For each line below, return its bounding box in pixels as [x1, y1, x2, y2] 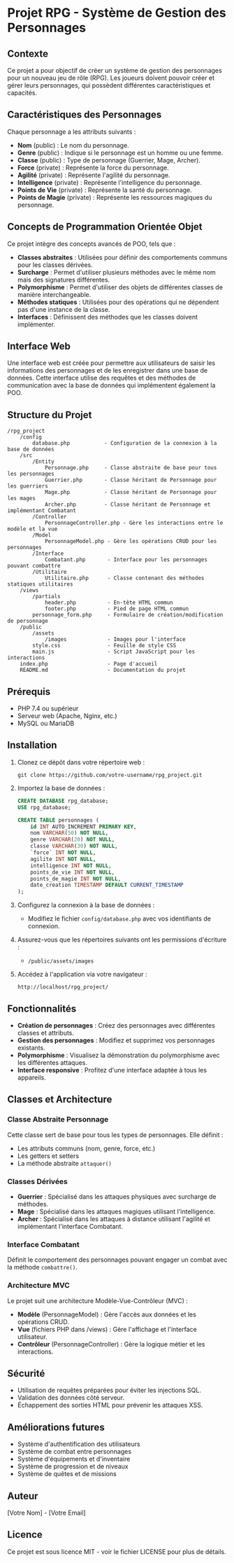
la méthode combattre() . [7, 1263, 78, 1272]
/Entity [32, 458, 54, 465]
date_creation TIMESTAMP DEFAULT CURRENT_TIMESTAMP [30, 881, 184, 889]
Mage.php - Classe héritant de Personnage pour [44, 489, 217, 496]
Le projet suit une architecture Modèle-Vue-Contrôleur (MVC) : [7, 1296, 189, 1304]
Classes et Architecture [7, 1094, 112, 1106]
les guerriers [7, 483, 49, 490]
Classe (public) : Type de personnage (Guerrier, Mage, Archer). [17, 156, 201, 164]
